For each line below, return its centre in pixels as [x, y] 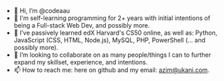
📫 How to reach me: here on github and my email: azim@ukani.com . [111, 70]
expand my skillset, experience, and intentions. [81, 62]
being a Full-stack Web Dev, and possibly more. [82, 25]
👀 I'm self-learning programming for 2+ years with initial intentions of [112, 18]
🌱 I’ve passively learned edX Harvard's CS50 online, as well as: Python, [115, 33]
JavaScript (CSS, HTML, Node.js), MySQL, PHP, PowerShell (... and [110, 40]
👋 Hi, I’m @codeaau [42, 11]
